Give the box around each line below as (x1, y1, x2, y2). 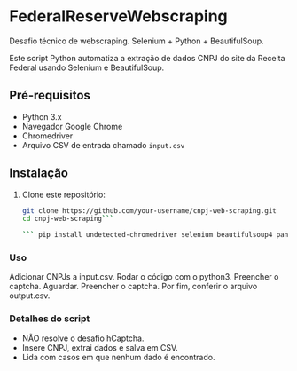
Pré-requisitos (9, 88, 91, 103)
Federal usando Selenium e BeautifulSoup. (9, 62, 165, 73)
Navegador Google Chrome (21, 121, 123, 131)
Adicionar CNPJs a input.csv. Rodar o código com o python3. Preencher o (9, 272, 279, 282)
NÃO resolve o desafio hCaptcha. (21, 333, 145, 343)
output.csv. (9, 290, 51, 301)
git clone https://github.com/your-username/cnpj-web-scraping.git (21, 206, 277, 215)
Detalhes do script (9, 312, 90, 325)
